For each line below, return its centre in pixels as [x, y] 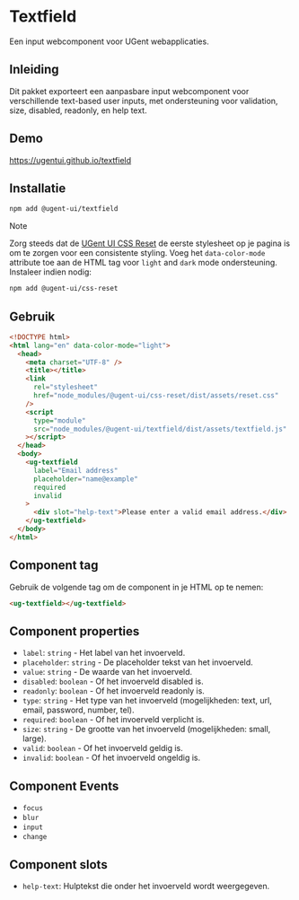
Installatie [38, 188]
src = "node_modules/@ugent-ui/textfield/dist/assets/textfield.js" [160, 429]
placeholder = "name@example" [86, 479]
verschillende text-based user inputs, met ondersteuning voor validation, [144, 100]
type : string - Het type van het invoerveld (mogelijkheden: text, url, [147, 701]
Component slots [58, 865]
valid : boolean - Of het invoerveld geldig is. [102, 748]
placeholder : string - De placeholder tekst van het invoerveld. [137, 662]
